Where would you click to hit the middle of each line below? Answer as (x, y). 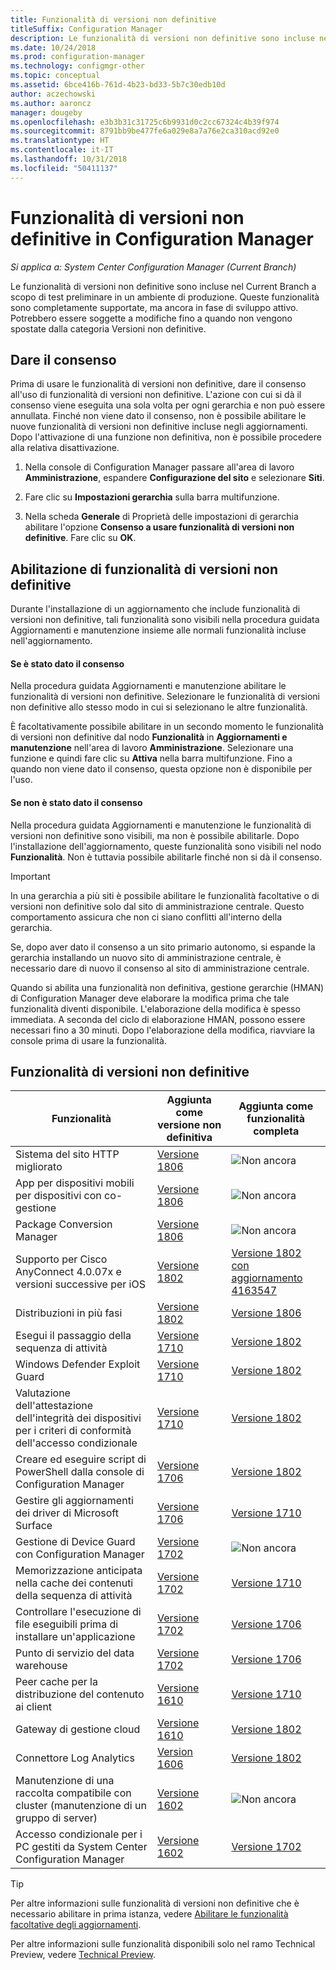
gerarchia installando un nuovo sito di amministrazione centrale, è (146, 957)
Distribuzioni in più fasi (69, 1313)
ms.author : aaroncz (51, 103)
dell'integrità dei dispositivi (78, 1418)
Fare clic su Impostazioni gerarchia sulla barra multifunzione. (152, 497)
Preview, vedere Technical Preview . (83, 1955)
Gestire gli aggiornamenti (74, 1501)
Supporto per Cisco (61, 1259)
